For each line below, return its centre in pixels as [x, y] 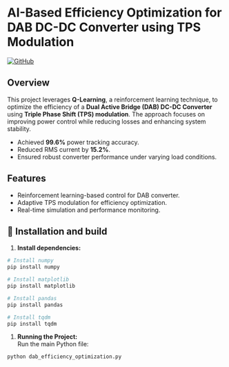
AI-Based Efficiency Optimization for [114, 13]
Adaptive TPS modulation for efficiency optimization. [92, 202]
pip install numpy [33, 267]
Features [27, 178]
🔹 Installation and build [57, 231]
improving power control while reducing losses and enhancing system [107, 121]
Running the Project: [47, 337]
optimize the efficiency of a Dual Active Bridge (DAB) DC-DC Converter [110, 107]
